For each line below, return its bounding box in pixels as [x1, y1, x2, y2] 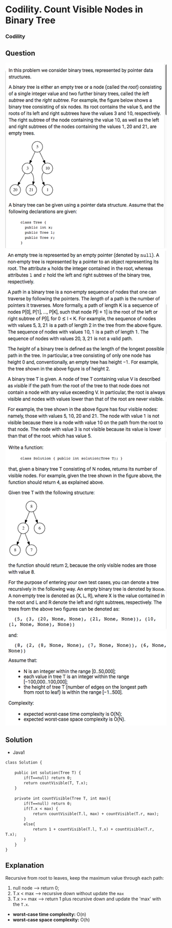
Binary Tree [5, 14, 56, 26]
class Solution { [5, 759, 42, 765]
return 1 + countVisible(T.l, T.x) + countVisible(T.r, [32, 826, 155, 832]
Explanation [5, 861, 45, 870]
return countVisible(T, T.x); [24, 780, 88, 786]
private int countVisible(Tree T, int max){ [14, 795, 111, 801]
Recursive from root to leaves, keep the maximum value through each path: [5, 875, 164, 881]
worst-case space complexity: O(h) [12, 916, 90, 923]
